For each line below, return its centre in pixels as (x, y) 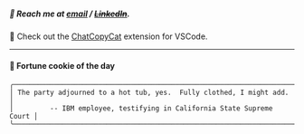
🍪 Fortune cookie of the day (62, 65)
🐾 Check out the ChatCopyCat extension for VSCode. (109, 36)
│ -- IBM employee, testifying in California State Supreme (141, 109)
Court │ (24, 117)
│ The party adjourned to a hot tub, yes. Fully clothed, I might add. (149, 93)
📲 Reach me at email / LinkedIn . (70, 14)
